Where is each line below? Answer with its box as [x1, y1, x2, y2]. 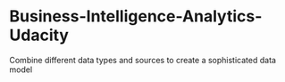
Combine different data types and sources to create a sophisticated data [9, 54, 277, 65]
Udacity [9, 25, 70, 45]
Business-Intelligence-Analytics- [9, 6, 263, 27]
